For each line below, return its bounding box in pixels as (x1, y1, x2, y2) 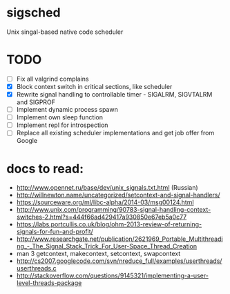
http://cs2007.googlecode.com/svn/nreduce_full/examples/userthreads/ (16, 257, 222, 265)
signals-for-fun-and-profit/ (16, 228, 94, 236)
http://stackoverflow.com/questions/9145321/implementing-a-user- (16, 271, 209, 280)
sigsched (6, 5, 61, 21)
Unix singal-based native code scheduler (6, 28, 124, 36)
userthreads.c (16, 264, 57, 273)
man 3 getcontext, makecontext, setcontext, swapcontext (16, 250, 181, 258)
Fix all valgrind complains (16, 75, 89, 83)
